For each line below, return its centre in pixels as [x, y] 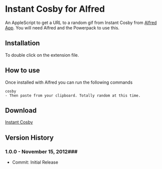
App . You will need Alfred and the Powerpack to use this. [62, 27]
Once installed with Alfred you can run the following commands [69, 82]
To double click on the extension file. [42, 55]
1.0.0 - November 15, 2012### [41, 151]
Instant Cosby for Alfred [55, 9]
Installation [22, 43]
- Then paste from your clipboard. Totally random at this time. [73, 96]
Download [21, 110]
